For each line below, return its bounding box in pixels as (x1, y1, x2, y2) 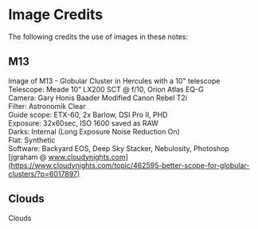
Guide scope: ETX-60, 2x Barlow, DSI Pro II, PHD (8, 110, 168, 119)
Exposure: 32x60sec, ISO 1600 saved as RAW (8, 118, 159, 128)
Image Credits (8, 6, 104, 24)
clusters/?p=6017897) (8, 169, 80, 178)
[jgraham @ (8, 152, 47, 161)
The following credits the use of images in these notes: (8, 32, 189, 41)
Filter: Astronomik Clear (8, 101, 86, 111)
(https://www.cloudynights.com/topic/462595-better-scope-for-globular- (8, 161, 250, 170)
